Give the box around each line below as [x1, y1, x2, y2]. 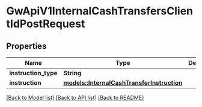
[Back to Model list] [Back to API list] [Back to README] [6, 94, 144, 101]
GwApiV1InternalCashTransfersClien [6, 4, 194, 18]
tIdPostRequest [6, 17, 85, 31]
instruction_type [9, 69, 58, 77]
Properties [6, 41, 47, 51]
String [63, 69, 82, 77]
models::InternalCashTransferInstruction [63, 79, 183, 87]
